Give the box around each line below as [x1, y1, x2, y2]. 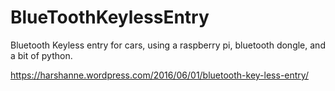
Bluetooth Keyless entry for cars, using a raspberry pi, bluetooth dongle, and [10, 39, 326, 51]
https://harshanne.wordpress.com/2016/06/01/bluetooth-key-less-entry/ [10, 69, 309, 81]
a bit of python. [10, 49, 73, 61]
